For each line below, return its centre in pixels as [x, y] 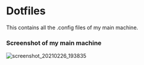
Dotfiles [26, 11]
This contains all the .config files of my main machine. [72, 27]
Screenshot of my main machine [54, 43]
